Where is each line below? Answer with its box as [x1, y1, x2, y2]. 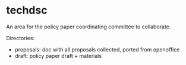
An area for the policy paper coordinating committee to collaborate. [6, 23, 171, 30]
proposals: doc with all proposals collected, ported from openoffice [14, 45, 180, 53]
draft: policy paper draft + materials [14, 52, 102, 59]
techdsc [6, 4, 48, 17]
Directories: [6, 34, 34, 41]
